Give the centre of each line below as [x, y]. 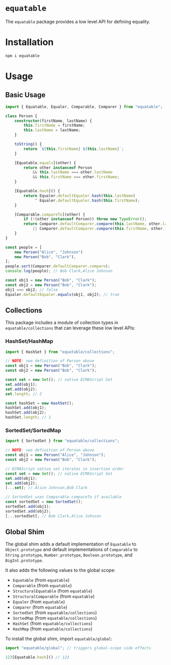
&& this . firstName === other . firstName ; [76, 177]
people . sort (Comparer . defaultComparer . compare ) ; [58, 266]
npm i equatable [22, 56]
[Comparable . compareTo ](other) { [50, 214]
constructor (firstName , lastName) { [53, 121]
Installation [30, 42]
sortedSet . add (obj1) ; [28, 507]
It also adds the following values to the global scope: [60, 570]
